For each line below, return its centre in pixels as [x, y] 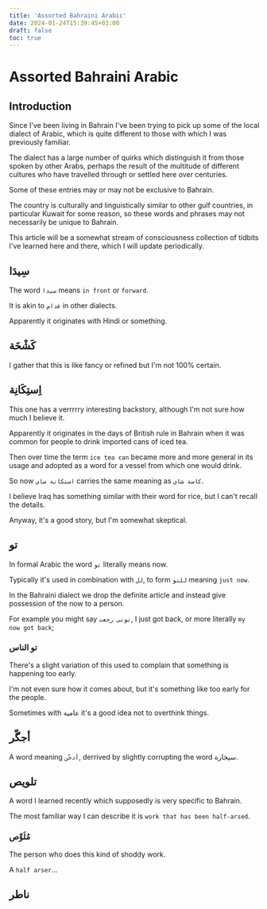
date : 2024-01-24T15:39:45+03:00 [64, 23]
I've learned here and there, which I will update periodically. [107, 246]
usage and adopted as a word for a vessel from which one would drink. [125, 465]
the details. [27, 505]
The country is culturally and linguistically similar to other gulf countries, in [131, 205]
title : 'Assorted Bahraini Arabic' [68, 15]
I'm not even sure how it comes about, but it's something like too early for [130, 689]
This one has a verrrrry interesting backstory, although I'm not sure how [127, 409]
